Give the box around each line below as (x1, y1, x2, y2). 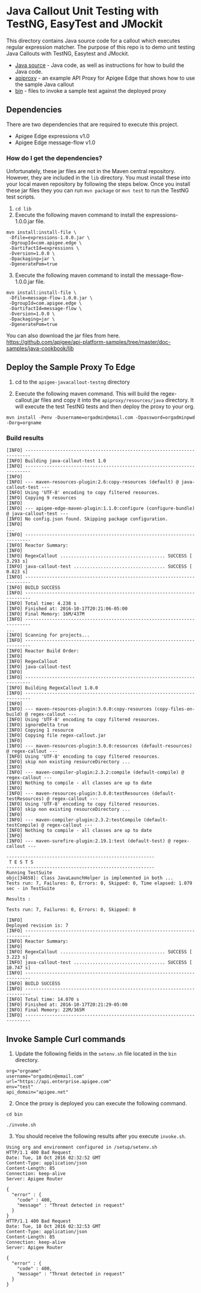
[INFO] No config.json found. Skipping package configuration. (6, 516, 169, 523)
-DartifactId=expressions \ (8, 246, 79, 252)
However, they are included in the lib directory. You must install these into (6, 174, 191, 182)
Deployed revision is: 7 (6, 923, 69, 929)
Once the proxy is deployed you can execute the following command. (14, 1099, 187, 1107)
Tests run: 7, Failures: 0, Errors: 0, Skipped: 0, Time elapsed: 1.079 (6, 880, 193, 886)
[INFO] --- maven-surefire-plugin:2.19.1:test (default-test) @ (6, 838, 171, 844)
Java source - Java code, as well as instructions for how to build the (14, 62, 185, 69)
